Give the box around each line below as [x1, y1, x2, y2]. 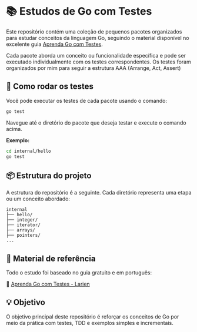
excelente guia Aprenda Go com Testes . [6, 41, 103, 48]
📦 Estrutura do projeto [6, 170, 92, 180]
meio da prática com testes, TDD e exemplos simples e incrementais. [6, 319, 173, 326]
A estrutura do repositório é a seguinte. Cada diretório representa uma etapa [6, 189, 192, 196]
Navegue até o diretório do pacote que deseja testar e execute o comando [6, 119, 186, 126]
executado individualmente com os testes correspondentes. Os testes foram [6, 58, 191, 65]
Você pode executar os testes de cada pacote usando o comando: [6, 97, 168, 104]
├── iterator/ [6, 222, 41, 228]
